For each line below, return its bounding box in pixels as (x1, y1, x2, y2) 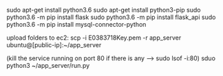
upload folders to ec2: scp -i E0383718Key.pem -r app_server (6, 34, 182, 42)
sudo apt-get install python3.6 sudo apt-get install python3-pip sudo (6, 6, 201, 14)
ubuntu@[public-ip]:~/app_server (6, 41, 102, 49)
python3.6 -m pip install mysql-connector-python (6, 21, 147, 28)
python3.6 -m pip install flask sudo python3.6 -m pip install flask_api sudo (6, 13, 216, 21)
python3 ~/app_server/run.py (6, 62, 90, 69)
